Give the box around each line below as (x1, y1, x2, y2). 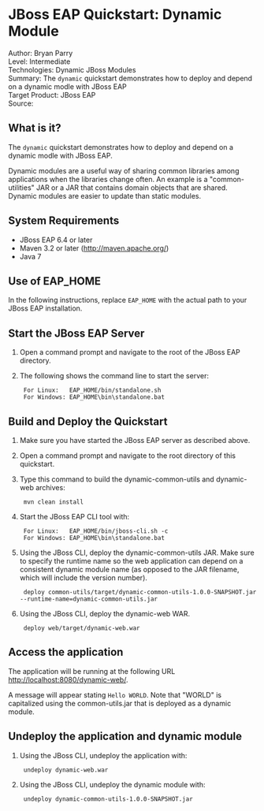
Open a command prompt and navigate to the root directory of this (19, 451, 236, 460)
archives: (35, 483, 65, 492)
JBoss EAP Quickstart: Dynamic (8, 6, 222, 24)
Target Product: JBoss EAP (8, 90, 96, 99)
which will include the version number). (19, 573, 148, 582)
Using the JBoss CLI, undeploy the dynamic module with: (19, 779, 206, 789)
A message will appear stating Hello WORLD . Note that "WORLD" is (8, 690, 222, 699)
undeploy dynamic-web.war (23, 766, 109, 774)
